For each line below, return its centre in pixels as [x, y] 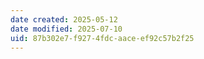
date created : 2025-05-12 [64, 19]
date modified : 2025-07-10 [66, 29]
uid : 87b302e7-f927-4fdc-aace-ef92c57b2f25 [102, 38]
